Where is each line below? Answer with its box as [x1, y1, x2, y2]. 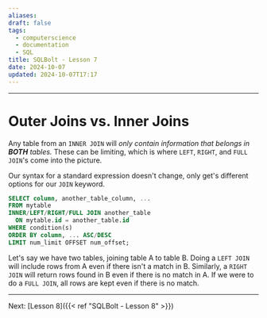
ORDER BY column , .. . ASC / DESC [8, 231, 112, 239]
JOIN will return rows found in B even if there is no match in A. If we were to [8, 270, 254, 279]
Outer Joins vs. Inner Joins [8, 112, 189, 130]
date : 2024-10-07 [8, 63, 66, 71]
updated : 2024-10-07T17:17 [8, 71, 98, 79]
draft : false [8, 19, 52, 27]
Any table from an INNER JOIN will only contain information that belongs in [8, 138, 250, 148]
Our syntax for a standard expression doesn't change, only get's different [8, 170, 249, 180]
